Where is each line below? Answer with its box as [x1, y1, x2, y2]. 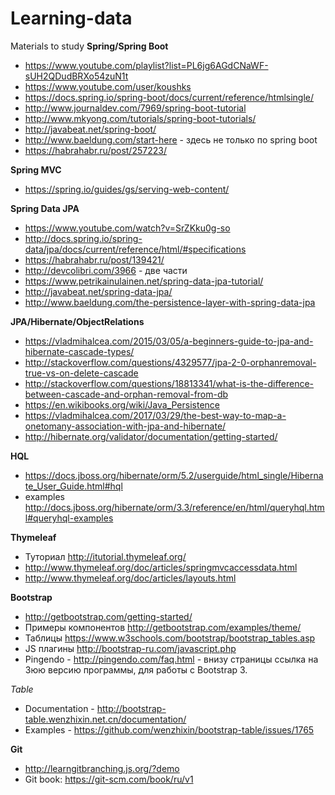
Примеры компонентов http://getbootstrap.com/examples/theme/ [24, 621, 302, 633]
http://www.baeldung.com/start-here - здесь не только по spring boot [24, 133, 318, 146]
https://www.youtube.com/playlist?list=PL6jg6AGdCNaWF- [24, 59, 269, 71]
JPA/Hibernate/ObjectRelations [10, 315, 145, 327]
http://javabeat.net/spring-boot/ [24, 123, 157, 135]
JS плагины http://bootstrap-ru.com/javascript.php [24, 642, 237, 654]
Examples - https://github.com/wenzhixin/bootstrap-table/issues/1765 [24, 723, 315, 736]
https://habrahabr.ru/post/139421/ [24, 253, 165, 266]
